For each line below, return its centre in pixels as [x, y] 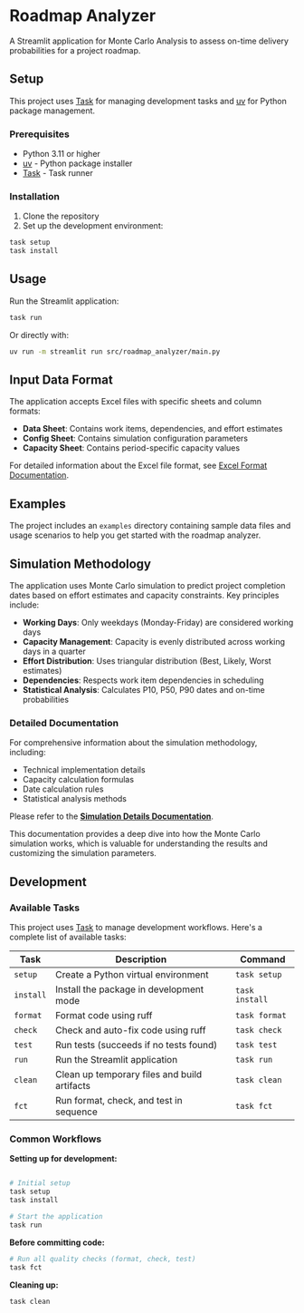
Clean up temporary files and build [129, 1075]
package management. [52, 111]
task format [261, 1016]
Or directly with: [39, 335]
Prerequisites [39, 134]
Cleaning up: [34, 1285]
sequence [76, 1112]
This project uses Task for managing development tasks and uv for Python [148, 101]
